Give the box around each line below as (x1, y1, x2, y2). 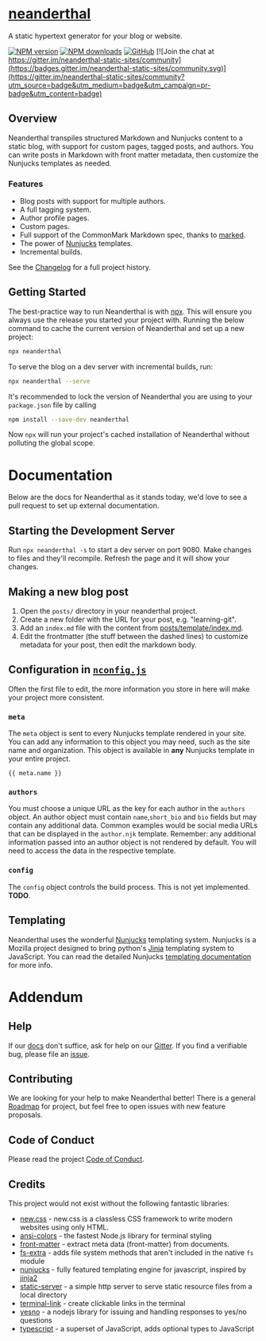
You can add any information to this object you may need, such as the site (8, 737, 250, 747)
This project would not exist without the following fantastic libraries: (8, 1199, 230, 1208)
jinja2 (19, 1273, 38, 1282)
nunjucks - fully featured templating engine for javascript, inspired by (19, 1265, 246, 1274)
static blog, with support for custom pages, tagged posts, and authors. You (8, 141, 254, 151)
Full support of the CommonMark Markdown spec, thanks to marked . (19, 230, 246, 240)
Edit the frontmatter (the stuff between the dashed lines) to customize (19, 632, 249, 641)
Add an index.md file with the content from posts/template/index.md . (19, 623, 244, 633)
